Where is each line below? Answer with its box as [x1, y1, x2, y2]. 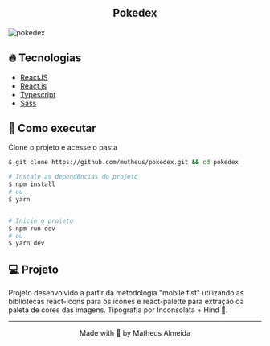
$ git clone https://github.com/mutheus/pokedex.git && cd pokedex [8, 159, 239, 167]
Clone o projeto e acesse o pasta [8, 142, 118, 152]
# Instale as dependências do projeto [8, 173, 138, 181]
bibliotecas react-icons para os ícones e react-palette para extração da [8, 297, 245, 307]
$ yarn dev [8, 239, 45, 248]
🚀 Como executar [8, 122, 96, 135]
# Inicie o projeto [8, 216, 74, 224]
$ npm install [8, 180, 56, 188]
